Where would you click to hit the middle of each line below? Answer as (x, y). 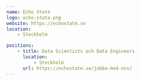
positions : (20, 46)
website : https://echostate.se (46, 23)
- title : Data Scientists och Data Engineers (76, 51)
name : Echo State (28, 12)
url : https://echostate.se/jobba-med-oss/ (77, 68)
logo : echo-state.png (34, 18)
